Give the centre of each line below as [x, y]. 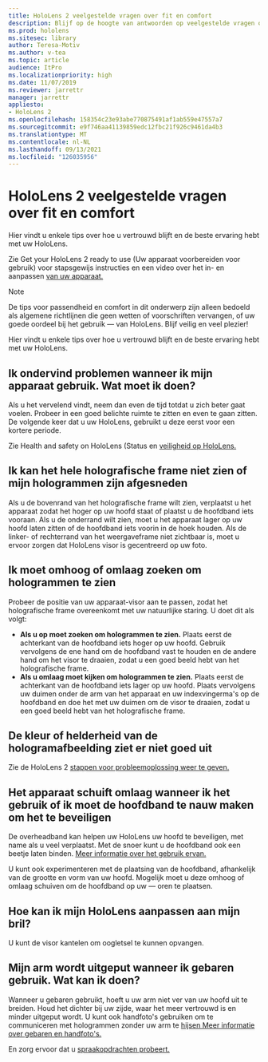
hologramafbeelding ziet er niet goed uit [110, 749]
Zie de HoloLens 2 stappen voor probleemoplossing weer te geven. [119, 767]
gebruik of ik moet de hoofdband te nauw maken [131, 804]
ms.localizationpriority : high [60, 75]
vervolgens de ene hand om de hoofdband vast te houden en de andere [138, 651]
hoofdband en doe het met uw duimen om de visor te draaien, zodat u [135, 702]
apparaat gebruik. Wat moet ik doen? [102, 385]
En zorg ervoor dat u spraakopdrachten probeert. [89, 1049]
